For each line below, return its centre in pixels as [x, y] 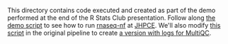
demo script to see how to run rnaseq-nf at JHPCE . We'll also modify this [114, 25]
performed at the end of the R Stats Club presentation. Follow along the [112, 18]
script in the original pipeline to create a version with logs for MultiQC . [109, 33]
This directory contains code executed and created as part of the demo [112, 10]
